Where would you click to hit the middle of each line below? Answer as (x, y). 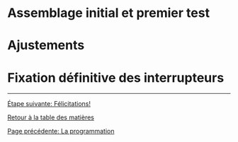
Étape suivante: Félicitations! (49, 104)
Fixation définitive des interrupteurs (116, 77)
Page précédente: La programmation (61, 131)
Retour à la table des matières (51, 117)
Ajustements (46, 46)
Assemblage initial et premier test (109, 13)
